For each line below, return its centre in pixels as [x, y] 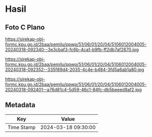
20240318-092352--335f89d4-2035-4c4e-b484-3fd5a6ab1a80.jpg [75, 69]
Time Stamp [22, 127]
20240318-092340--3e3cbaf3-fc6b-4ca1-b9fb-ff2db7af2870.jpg [72, 50]
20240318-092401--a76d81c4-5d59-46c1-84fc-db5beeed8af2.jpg [74, 89]
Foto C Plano [25, 27]
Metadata [20, 105]
